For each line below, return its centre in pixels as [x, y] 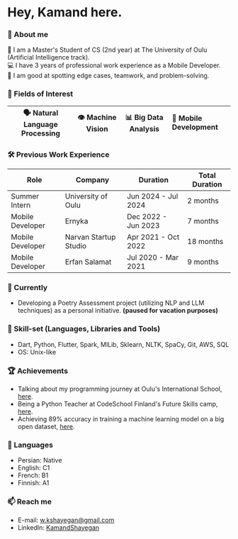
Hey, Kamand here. [65, 12]
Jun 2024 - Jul [152, 196]
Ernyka [76, 221]
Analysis [144, 128]
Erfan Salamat [88, 262]
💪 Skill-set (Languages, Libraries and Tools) [84, 329]
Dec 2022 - [147, 217]
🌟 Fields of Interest [40, 94]
